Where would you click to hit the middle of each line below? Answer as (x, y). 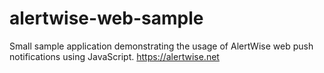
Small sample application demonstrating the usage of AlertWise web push (161, 46)
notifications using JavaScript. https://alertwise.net (114, 56)
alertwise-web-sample (106, 18)
